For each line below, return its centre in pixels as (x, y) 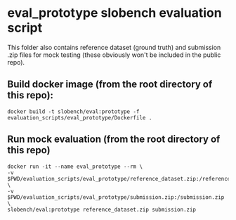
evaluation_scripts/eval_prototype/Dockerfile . (80, 117)
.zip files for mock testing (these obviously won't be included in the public (114, 55)
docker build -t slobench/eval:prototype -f (73, 111)
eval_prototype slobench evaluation (115, 13)
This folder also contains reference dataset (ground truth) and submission (114, 47)
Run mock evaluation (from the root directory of (114, 140)
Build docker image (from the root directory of (110, 85)
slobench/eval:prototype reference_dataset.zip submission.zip (102, 209)
